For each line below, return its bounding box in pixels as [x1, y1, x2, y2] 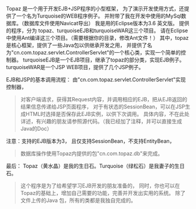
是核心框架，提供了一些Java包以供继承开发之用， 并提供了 [6, 42, 147, 49]
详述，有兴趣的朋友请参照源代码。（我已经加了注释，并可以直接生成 [20, 118, 183, 125]
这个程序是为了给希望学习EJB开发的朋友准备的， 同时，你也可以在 [20, 182, 180, 189]
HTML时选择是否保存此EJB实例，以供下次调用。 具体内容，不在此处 [25, 111, 190, 117]
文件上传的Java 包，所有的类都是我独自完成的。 [20, 197, 136, 204]
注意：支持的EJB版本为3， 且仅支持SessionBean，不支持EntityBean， [6, 138, 175, 145]
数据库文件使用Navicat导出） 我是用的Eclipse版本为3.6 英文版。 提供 [23, 20, 190, 26]
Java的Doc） [20, 125, 53, 132]
